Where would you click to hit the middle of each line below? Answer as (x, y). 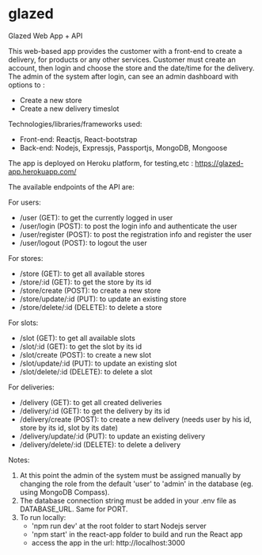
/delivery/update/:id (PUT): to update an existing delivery (112, 436)
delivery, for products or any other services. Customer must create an (122, 59)
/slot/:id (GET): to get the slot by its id (81, 346)
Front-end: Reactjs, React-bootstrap (78, 139)
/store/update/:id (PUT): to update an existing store (103, 299)
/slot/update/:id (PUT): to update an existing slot (98, 363)
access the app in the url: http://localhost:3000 (108, 542)
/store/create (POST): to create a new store (90, 290)
